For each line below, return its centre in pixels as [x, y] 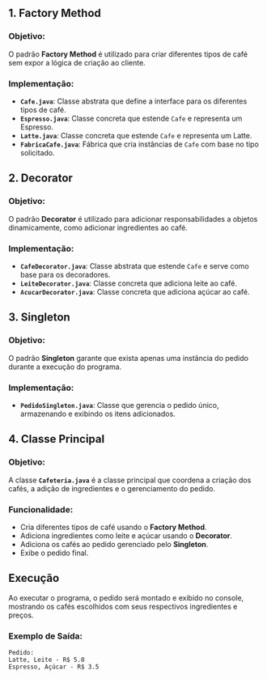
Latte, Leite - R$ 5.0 [47, 660]
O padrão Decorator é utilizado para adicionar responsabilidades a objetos [133, 219]
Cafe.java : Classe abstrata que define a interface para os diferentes [133, 101]
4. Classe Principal [57, 439]
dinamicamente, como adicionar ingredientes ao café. [98, 227]
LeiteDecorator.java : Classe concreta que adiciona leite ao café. [128, 283]
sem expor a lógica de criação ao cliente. [77, 62]
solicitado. [37, 152]
